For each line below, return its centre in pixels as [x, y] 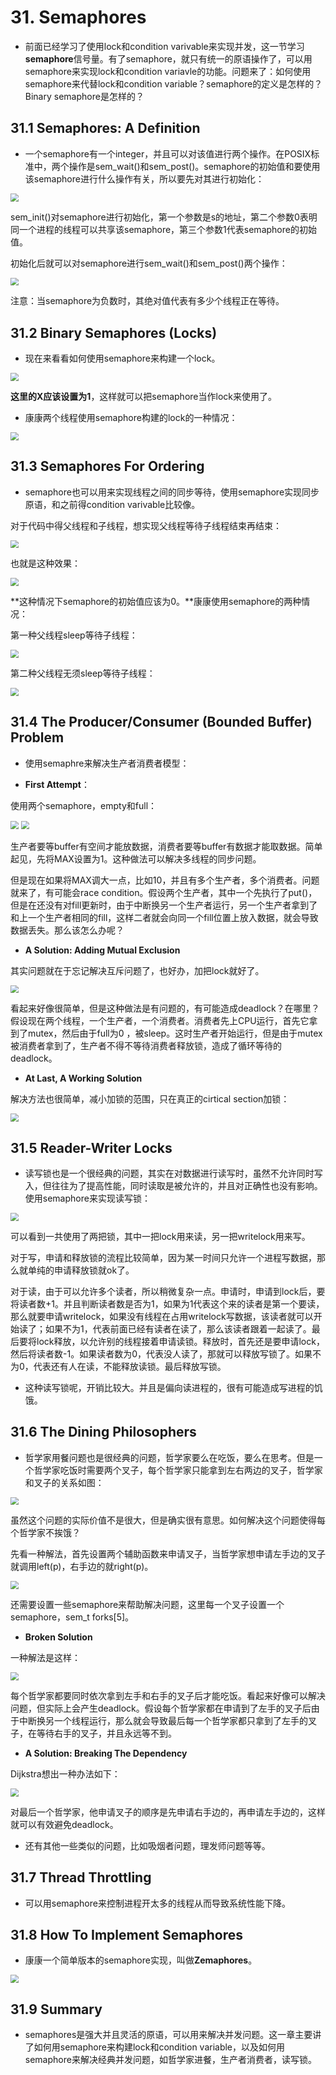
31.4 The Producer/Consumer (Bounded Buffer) [161, 722]
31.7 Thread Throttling [81, 1877]
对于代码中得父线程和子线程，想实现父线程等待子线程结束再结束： [146, 525]
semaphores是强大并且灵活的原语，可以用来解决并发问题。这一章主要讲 [173, 2034]
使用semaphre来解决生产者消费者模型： [107, 763]
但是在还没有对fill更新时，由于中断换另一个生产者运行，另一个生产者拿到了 [164, 905]
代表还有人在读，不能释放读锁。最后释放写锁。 [130, 1366]
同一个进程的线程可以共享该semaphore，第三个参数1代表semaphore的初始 [163, 229]
